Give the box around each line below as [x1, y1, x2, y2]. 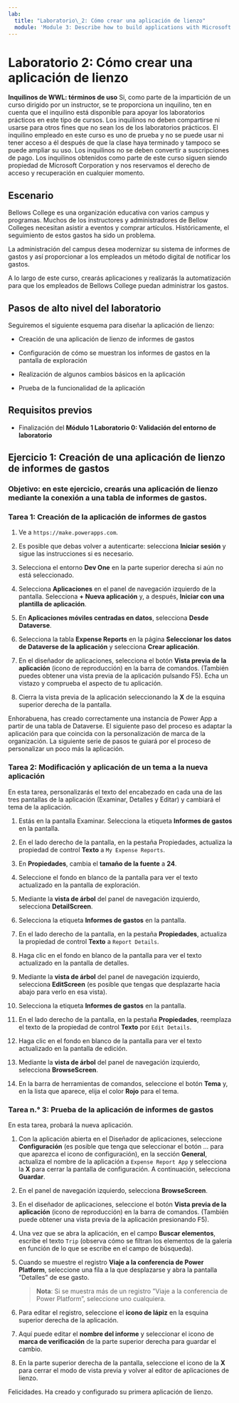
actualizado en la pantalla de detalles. [18, 958, 129, 967]
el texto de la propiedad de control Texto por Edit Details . [18, 1023, 192, 1031]
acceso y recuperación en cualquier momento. [8, 169, 145, 177]
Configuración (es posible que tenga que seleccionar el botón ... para [18, 1141, 224, 1151]
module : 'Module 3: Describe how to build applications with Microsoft [14, 24, 232, 31]
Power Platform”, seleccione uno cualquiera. [36, 1294, 166, 1303]
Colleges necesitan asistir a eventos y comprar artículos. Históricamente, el [8, 224, 230, 232]
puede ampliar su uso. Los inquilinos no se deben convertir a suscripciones [8, 146, 230, 155]
